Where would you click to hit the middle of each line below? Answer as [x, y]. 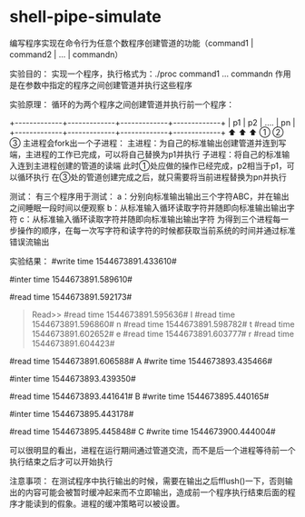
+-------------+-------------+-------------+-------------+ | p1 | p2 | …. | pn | [152, 122]
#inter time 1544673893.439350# [73, 378]
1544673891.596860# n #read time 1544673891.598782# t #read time [163, 323]
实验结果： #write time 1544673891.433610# [93, 261]
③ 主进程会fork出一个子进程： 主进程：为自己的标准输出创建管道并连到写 [148, 143]
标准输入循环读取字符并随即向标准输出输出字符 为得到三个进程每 [160, 219]
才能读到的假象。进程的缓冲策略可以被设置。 [100, 503]
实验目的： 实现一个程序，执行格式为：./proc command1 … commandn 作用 [151, 74]
